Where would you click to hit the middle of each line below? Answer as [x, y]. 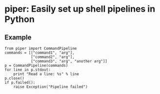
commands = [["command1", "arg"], [40, 53]
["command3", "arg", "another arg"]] [69, 61]
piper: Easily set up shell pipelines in [80, 9]
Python [20, 19]
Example [18, 37]
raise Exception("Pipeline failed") [51, 87]
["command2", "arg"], [53, 57]
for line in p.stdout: [28, 70]
